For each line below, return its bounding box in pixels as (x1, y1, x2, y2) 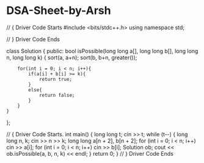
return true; (38, 76, 72, 82)
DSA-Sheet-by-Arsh (6, 4, 111, 18)
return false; (38, 92, 75, 98)
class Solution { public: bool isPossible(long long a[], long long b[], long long (6, 47, 199, 55)
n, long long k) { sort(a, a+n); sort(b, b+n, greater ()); (6, 54, 137, 61)
